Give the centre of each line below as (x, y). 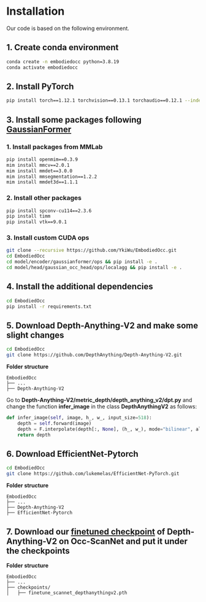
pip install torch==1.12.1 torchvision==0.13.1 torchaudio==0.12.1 (94, 101)
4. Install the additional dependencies (80, 287)
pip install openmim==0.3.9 (42, 159)
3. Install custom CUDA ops (48, 238)
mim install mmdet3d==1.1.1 (42, 182)
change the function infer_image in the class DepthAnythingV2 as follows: (102, 406)
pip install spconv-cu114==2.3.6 (49, 211)
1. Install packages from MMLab (55, 147)
